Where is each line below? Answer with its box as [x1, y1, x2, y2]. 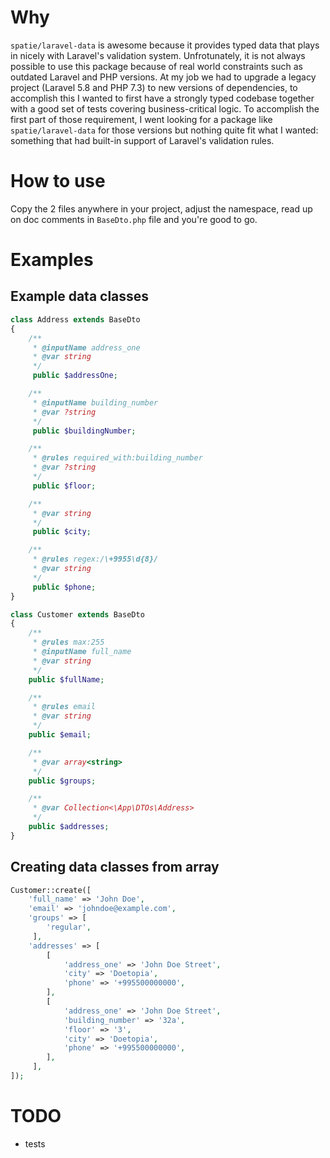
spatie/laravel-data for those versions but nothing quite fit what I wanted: [10, 124, 319, 136]
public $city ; [32, 527, 92, 537]
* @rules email [32, 702, 97, 712]
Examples [10, 249, 94, 271]
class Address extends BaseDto [10, 314, 141, 325]
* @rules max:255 [32, 637, 105, 648]
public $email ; [28, 730, 92, 740]
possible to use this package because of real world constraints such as [10, 60, 303, 72]
